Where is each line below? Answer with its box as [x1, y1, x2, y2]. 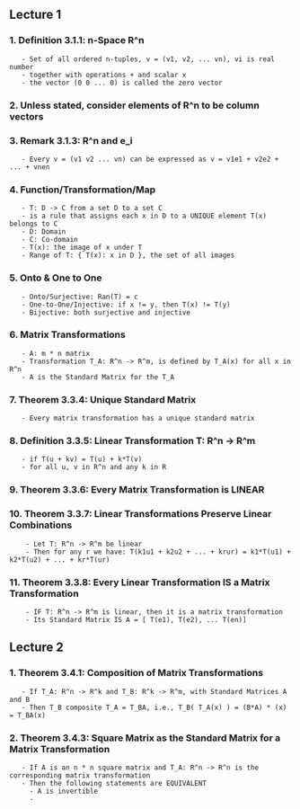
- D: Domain [21, 227, 66, 236]
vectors [9, 110, 44, 122]
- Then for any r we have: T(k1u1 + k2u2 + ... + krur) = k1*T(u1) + [25, 547, 292, 556]
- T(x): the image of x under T [21, 243, 143, 253]
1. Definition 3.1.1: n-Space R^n [9, 34, 145, 47]
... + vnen [9, 162, 50, 172]
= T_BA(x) [9, 710, 47, 720]
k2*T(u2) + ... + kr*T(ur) [9, 555, 110, 565]
